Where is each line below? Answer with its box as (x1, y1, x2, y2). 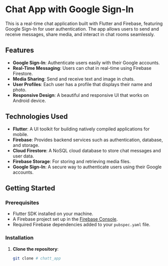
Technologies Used (5, 112, 68, 121)
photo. (12, 87, 26, 93)
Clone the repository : (12, 246, 59, 252)
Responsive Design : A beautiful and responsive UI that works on (12, 92, 149, 98)
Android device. (12, 97, 46, 103)
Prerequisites (5, 199, 39, 206)
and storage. (12, 142, 40, 148)
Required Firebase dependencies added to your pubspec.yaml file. (12, 222, 151, 228)
